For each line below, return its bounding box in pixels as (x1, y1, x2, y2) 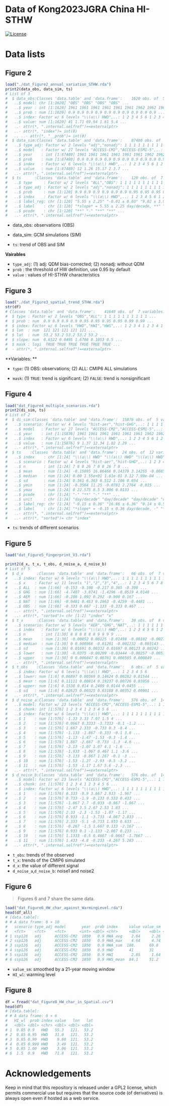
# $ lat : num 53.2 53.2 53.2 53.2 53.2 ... (5, 332, 107, 338)
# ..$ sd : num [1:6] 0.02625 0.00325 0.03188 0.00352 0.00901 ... (5, 688, 158, 693)
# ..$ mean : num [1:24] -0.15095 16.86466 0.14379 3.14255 (5, 468, 147, 474)
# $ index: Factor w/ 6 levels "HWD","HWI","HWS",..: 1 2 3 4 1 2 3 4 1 (5, 323, 163, 328)
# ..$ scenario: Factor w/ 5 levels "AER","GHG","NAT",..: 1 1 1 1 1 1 (5, 623, 163, 628)
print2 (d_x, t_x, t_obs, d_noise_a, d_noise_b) (5, 562, 107, 567)
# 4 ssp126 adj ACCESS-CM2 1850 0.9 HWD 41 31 (5, 948, 154, 953)
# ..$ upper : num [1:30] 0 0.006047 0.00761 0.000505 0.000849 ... (5, 655, 161, 660)
